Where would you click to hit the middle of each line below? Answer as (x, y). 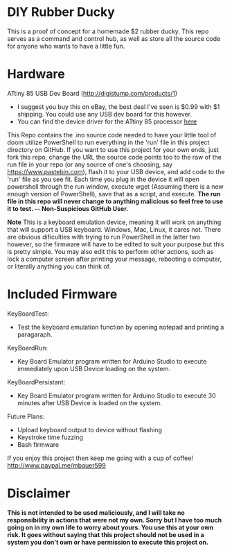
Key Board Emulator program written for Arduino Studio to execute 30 (116, 395)
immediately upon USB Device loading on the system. (94, 368)
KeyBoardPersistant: (36, 382)
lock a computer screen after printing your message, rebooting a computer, (115, 259)
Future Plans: (26, 416)
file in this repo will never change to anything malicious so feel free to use (115, 201)
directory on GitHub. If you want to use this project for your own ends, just (113, 149)
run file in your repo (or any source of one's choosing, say (90, 164)
